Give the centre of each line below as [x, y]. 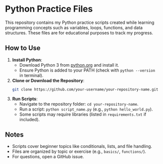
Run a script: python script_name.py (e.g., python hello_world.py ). [86, 109]
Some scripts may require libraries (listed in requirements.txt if [83, 114]
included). [29, 119]
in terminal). [31, 75]
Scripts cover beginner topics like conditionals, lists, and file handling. [82, 146]
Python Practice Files [49, 9]
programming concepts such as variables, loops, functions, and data [74, 27]
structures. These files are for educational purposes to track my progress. [79, 33]
